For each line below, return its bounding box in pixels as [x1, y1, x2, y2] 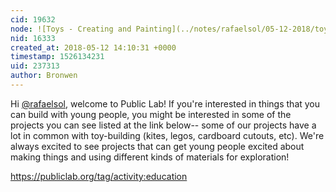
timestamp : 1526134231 [10, 52, 105, 62]
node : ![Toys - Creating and [10, 24, 132, 34]
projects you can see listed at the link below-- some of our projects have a [10, 119, 317, 131]
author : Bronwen [10, 71, 78, 81]
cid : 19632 [10, 14, 56, 25]
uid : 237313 [10, 61, 60, 71]
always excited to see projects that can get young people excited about [10, 140, 305, 152]
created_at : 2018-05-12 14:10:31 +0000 [10, 42, 177, 53]
